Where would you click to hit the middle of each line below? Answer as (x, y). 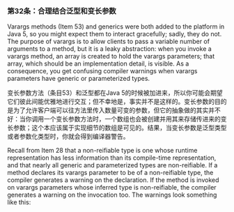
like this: (19, 202)
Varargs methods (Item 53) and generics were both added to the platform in (116, 26)
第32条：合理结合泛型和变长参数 (62, 10)
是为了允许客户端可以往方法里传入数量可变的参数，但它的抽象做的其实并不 (114, 110)
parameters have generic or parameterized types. (79, 79)
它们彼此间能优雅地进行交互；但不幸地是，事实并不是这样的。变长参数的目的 (117, 102)
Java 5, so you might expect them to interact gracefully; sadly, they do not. (115, 34)
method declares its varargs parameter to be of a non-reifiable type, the (110, 173)
